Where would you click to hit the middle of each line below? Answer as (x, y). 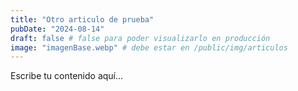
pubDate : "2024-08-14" (57, 29)
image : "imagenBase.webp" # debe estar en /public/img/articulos (149, 47)
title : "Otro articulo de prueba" (82, 19)
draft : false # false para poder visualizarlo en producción (140, 38)
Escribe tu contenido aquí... (67, 76)
